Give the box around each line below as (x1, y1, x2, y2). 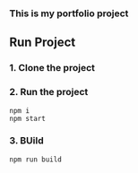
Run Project (9, 35, 76, 50)
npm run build (9, 155, 63, 164)
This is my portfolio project (9, 7, 129, 20)
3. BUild (9, 134, 45, 147)
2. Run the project (9, 86, 89, 99)
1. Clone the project (9, 62, 96, 74)
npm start (9, 114, 47, 123)
